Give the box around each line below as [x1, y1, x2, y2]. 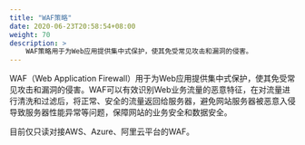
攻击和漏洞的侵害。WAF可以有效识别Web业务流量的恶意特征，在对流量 [16, 84, 283, 95]
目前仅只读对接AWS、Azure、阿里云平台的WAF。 [9, 126, 195, 137]
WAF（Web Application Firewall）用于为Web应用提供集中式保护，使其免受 [9, 73, 288, 84]
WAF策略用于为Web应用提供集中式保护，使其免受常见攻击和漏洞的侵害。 [25, 47, 253, 56]
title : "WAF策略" [9, 13, 73, 23]
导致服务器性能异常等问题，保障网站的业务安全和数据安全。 [9, 107, 232, 118]
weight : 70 [9, 30, 51, 39]
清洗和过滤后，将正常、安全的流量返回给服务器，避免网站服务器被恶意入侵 [16, 96, 296, 107]
